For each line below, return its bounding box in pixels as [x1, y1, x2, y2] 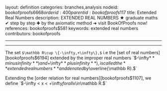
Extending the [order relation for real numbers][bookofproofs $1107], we [5, 75, 152, 81]
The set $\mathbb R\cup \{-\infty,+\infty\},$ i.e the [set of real [5, 50, 139, 55]
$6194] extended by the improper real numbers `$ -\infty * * [34, 55, 155, 61]
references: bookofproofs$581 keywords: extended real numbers [5, 25, 138, 31]
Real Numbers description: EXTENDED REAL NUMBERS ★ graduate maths [5, 15, 158, 20]
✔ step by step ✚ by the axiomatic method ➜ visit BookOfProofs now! [5, 20, 148, 26]
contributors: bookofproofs [5, 31, 61, 36]
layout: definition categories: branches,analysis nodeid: [5, 4, 118, 10]
